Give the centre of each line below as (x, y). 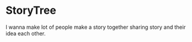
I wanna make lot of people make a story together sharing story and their (96, 27)
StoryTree (31, 10)
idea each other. (26, 33)
